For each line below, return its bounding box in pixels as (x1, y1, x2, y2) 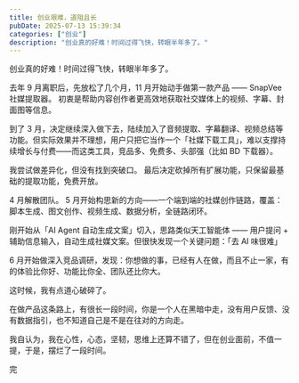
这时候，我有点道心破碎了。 (9, 285, 111, 296)
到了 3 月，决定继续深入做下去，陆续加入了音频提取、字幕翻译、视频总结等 (9, 124, 284, 134)
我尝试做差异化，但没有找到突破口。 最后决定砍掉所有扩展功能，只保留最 (9, 165, 277, 175)
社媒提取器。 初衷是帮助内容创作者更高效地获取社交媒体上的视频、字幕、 (9, 94, 277, 104)
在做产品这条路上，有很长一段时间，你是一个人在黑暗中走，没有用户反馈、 (9, 304, 282, 314)
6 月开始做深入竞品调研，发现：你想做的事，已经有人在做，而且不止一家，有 (9, 255, 289, 265)
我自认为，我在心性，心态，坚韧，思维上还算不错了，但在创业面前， (9, 334, 259, 345)
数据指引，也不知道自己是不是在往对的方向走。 (16, 315, 189, 326)
